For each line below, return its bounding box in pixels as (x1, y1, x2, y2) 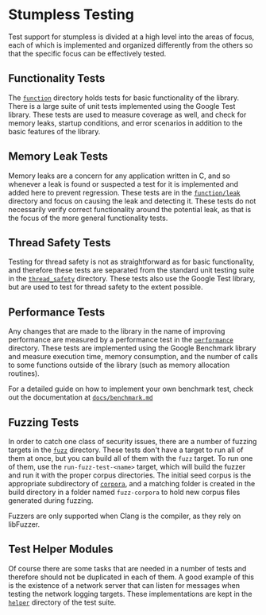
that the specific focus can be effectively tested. (8, 48, 167, 58)
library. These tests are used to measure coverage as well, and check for (8, 110, 247, 119)
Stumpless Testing (8, 6, 135, 24)
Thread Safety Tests (8, 236, 111, 249)
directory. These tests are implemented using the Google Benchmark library (8, 343, 256, 353)
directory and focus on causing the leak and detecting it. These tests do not (8, 196, 256, 206)
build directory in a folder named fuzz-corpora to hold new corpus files (8, 487, 241, 497)
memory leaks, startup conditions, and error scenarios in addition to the (8, 118, 243, 128)
